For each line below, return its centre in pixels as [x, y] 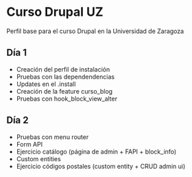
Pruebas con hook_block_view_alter [67, 98]
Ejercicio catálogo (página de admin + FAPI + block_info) [96, 152]
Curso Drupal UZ [55, 12]
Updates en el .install [46, 84]
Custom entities [38, 158]
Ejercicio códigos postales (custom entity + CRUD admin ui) [101, 166]
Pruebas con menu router [52, 137]
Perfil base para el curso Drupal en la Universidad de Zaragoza [95, 31]
